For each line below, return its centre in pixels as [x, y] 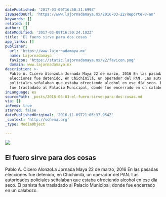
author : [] [16, 28]
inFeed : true [19, 106]
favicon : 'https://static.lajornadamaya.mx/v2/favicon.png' [73, 60]
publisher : [16, 46]
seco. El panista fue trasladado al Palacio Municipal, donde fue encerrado [80, 185]
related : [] [17, 23]
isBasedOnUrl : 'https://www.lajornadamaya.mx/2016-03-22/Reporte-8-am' [80, 14]
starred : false [21, 111]
